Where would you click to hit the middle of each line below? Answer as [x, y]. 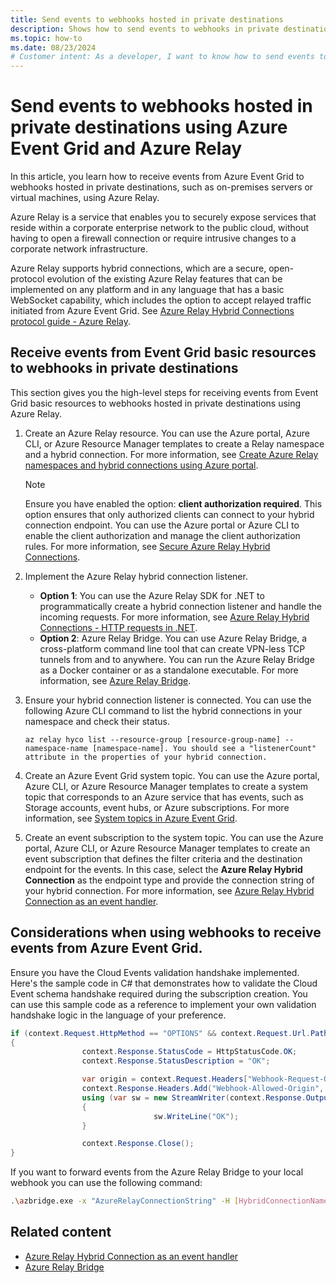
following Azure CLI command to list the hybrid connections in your [163, 710]
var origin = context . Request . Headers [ [164, 1079]
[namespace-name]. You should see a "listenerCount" [204, 748]
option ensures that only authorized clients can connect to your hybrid [169, 514]
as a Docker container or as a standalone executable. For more [169, 670]
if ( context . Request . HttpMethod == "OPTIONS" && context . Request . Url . [160, 1033]
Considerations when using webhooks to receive [166, 932]
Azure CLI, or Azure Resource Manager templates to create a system [166, 786]
